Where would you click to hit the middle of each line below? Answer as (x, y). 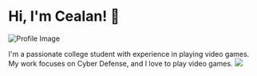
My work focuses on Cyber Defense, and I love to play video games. (121, 63)
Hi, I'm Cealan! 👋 (64, 16)
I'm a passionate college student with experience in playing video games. (129, 54)
